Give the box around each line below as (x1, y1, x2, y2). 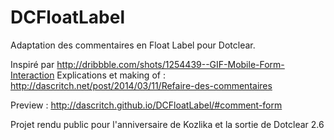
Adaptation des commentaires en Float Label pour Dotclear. (10, 39, 256, 51)
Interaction (10, 69, 55, 81)
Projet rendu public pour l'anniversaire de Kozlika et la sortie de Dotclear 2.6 (10, 118, 325, 130)
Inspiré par (10, 58, 55, 70)
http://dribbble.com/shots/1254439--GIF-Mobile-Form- (56, 58, 285, 70)
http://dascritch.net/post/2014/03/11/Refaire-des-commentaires (10, 79, 273, 91)
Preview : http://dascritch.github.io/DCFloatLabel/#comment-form (10, 99, 283, 111)
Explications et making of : (56, 69, 166, 81)
